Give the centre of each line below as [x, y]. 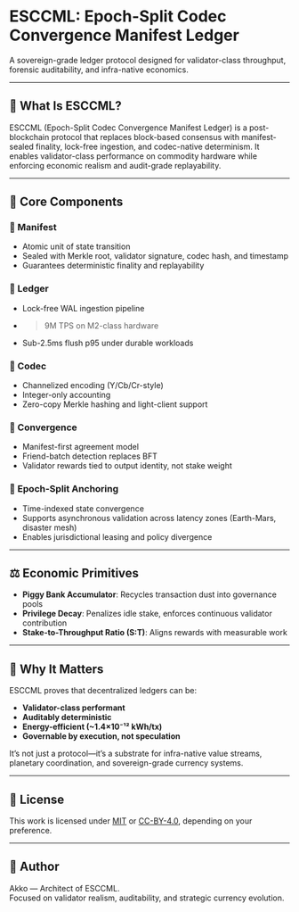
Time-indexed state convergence [83, 508]
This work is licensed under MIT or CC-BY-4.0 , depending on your [131, 821]
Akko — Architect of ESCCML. [65, 888]
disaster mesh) [49, 527]
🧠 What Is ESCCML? [65, 106]
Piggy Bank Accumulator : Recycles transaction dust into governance [149, 594]
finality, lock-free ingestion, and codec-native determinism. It [147, 146]
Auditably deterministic [67, 717]
